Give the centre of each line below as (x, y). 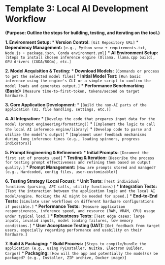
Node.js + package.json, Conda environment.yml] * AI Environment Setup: (82, 53)
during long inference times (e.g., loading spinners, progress (72, 139)
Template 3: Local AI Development (77, 9)
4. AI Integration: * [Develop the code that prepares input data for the (80, 118)
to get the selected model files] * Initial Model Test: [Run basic (73, 76)
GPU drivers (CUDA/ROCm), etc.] (38, 62)
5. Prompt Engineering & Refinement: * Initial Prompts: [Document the (77, 152)
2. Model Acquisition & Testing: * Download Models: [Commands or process (82, 71)
